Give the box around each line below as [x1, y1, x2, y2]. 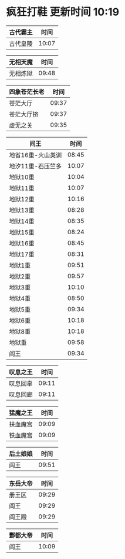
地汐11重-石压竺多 [9, 162, 62, 170]
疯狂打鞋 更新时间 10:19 [6, 5, 119, 19]
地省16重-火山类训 [9, 151, 62, 159]
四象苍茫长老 [9, 88, 45, 96]
